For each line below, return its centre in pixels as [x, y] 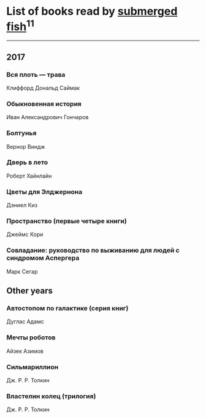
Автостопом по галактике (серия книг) [67, 309]
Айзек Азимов [25, 351]
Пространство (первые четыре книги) [67, 221]
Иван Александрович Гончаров [48, 117]
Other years [30, 291]
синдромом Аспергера [43, 258]
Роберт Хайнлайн [29, 176]
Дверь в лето [27, 162]
